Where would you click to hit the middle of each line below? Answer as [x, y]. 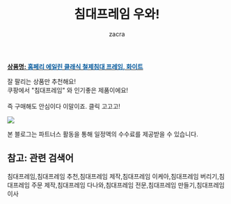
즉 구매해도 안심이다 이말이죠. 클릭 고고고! [64, 106]
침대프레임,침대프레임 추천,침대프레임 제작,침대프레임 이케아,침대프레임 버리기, [113, 176]
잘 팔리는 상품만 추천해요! [42, 81]
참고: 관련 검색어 [41, 158]
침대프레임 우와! [117, 14]
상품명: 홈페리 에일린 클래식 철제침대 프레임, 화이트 [75, 66]
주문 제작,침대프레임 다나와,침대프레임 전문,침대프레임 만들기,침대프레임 [128, 185]
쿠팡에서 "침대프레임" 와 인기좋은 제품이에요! [68, 90]
